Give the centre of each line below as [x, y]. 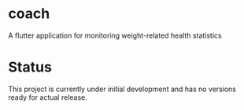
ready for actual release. [48, 97]
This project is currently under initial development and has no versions [122, 89]
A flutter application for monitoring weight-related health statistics [115, 35]
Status [30, 67]
